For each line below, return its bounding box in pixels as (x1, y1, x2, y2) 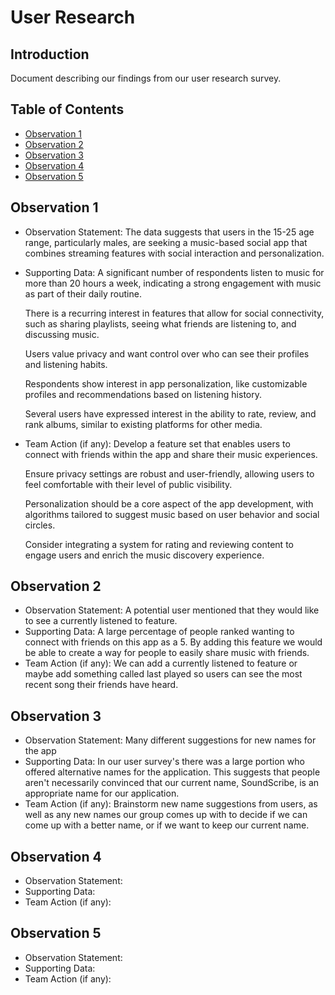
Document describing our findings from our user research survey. (10, 72, 282, 84)
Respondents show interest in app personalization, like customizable (24, 377, 308, 390)
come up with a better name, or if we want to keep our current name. (24, 819, 310, 831)
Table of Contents (10, 101, 125, 118)
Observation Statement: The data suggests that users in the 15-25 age (24, 226, 315, 238)
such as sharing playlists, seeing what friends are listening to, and (24, 317, 297, 330)
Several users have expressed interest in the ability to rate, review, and (24, 407, 317, 420)
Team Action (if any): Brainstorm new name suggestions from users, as (24, 798, 318, 810)
